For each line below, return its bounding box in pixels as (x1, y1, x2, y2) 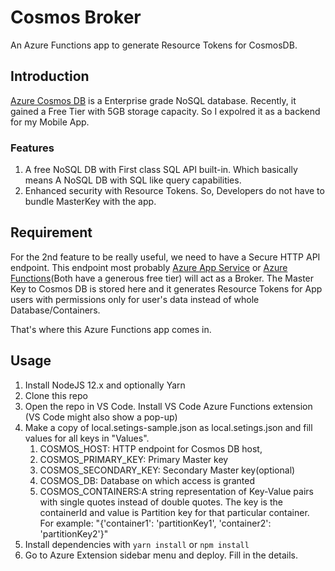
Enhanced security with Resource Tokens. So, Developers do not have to (24, 185, 325, 197)
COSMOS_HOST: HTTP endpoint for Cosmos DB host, (39, 442, 263, 455)
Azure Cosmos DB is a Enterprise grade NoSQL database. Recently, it (10, 94, 297, 106)
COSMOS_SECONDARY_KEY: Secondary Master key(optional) (39, 464, 296, 476)
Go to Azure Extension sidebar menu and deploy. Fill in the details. (24, 549, 299, 561)
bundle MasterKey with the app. (24, 196, 157, 208)
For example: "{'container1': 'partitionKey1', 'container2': (39, 517, 272, 529)
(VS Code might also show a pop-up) (24, 411, 178, 423)
